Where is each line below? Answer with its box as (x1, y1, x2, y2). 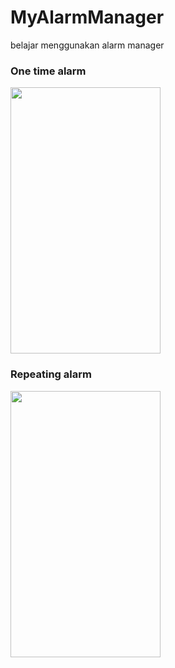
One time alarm (10, 64, 87, 78)
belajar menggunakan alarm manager (10, 39, 165, 51)
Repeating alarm (10, 367, 92, 381)
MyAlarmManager (10, 6, 165, 29)
